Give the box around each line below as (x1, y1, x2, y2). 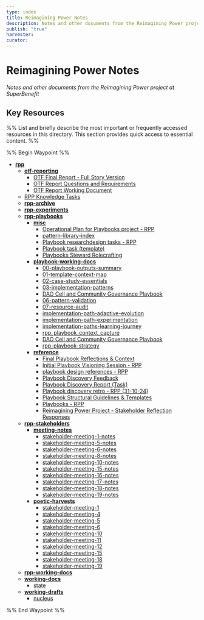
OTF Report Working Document (33, 187, 112, 194)
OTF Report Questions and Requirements (33, 180, 136, 187)
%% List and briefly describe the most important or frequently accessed (6, 124, 188, 131)
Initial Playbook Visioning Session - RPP (42, 361, 142, 369)
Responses (42, 413, 70, 421)
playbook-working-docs (33, 257, 96, 265)
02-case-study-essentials (42, 277, 107, 284)
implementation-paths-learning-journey (42, 322, 142, 330)
